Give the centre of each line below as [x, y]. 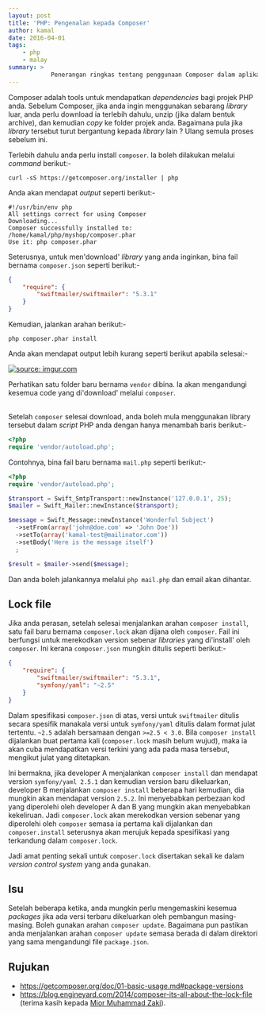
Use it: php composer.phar [53, 242]
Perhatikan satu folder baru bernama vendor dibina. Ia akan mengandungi [128, 384]
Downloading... [33, 221]
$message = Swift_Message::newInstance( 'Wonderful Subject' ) [111, 520]
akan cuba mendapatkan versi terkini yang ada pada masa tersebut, [119, 749]
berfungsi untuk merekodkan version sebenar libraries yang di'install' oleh [129, 640]
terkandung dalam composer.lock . [63, 840]
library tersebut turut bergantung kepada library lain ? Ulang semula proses [131, 131]
